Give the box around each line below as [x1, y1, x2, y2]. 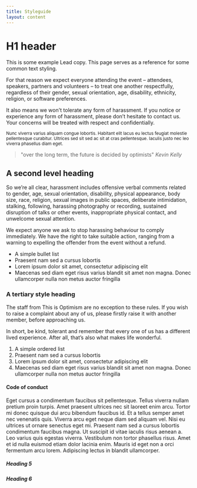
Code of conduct [6, 384, 48, 391]
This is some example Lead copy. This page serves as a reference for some [6, 59, 189, 66]
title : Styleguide [6, 8, 51, 15]
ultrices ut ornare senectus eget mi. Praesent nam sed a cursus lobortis [6, 421, 179, 429]
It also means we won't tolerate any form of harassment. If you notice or [6, 107, 181, 114]
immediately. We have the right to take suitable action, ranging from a [6, 233, 175, 240]
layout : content [6, 14, 46, 20]
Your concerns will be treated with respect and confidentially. [6, 119, 155, 127]
